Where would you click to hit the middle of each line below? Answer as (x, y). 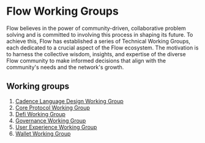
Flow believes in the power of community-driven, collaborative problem (96, 28)
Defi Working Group (40, 114)
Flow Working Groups (63, 11)
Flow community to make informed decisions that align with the (86, 61)
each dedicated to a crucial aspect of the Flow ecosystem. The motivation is (102, 48)
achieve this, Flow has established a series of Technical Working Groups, (99, 41)
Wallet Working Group (43, 133)
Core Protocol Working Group (53, 108)
